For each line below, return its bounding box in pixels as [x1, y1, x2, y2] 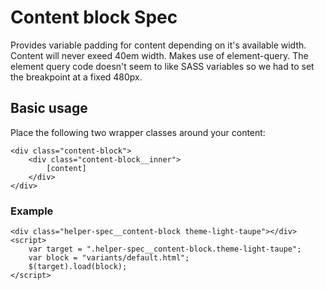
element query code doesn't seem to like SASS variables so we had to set [10, 60, 315, 72]
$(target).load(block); [28, 262, 128, 272]
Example [10, 204, 54, 218]
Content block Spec [10, 6, 178, 29]
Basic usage [10, 100, 88, 117]
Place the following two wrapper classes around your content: [10, 126, 266, 138]
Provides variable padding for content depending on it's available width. [10, 39, 307, 51]
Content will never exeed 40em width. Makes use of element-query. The [10, 49, 309, 61]
